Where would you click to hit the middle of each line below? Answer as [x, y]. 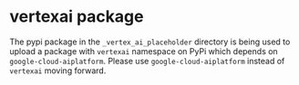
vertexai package [77, 17]
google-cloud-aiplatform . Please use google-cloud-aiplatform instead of [147, 61]
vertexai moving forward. [58, 71]
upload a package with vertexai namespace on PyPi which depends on [144, 51]
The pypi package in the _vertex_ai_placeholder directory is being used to [150, 42]
